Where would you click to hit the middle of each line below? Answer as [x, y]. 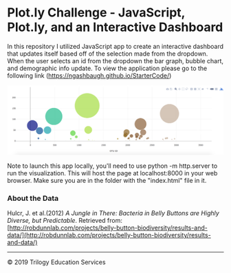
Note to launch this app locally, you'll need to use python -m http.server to [112, 166]
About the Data [33, 198]
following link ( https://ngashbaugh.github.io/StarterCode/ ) [89, 75]
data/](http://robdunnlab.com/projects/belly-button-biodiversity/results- [109, 235]
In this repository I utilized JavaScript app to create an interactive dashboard [115, 46]
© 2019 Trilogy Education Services [56, 262]
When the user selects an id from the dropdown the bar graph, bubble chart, [115, 61]
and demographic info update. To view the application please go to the [107, 68]
